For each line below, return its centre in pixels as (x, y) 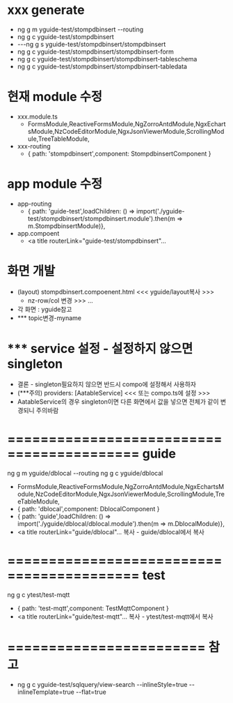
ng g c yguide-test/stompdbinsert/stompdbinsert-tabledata (102, 66)
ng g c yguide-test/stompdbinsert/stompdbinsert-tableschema (107, 59)
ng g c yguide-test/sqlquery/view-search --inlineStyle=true (102, 684)
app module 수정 (55, 184)
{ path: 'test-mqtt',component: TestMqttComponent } (93, 608)
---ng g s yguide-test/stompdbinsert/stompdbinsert (91, 44)
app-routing (34, 204)
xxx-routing (34, 146)
